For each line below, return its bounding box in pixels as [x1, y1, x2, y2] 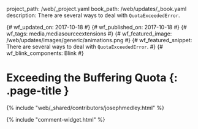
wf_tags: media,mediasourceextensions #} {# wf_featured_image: [6, 30, 172, 37]
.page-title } [6, 84, 69, 98]
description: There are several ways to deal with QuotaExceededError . [6, 12, 180, 19]
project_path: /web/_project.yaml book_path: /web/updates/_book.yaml [6, 6, 187, 12]
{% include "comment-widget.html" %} [6, 116, 105, 123]
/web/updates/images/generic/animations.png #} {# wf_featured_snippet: [6, 37, 192, 43]
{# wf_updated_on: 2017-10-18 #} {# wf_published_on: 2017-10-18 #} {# [6, 24, 187, 31]
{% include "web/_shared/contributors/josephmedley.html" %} [6, 104, 164, 111]
